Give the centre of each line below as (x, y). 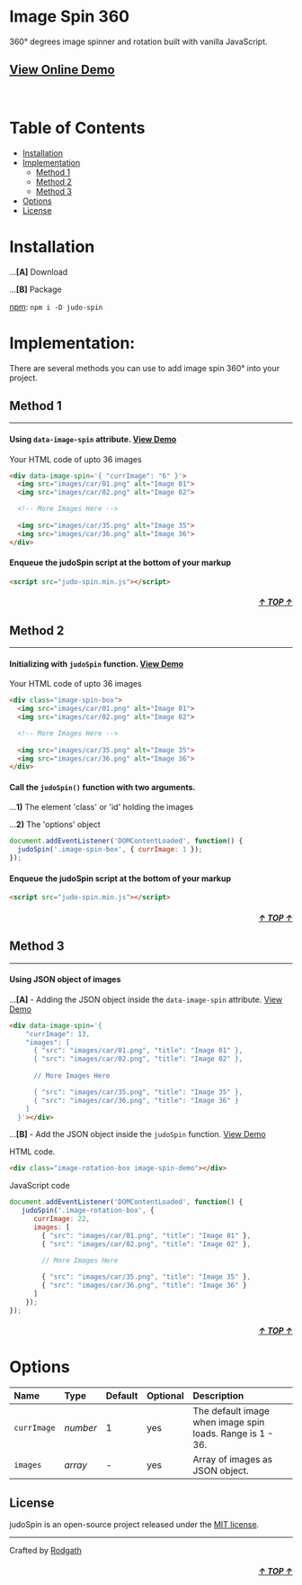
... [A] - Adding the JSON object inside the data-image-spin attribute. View (146, 999)
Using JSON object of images (65, 979)
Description (218, 1396)
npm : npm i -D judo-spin (56, 306)
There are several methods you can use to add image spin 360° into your (145, 368)
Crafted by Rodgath (46, 1550)
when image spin (229, 1423)
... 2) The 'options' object (55, 824)
